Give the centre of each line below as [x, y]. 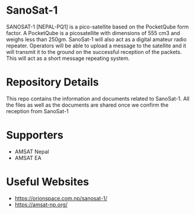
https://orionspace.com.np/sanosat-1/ [61, 198]
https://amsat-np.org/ [41, 205]
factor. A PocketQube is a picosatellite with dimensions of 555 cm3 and [93, 33]
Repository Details [52, 82]
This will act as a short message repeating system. [68, 58]
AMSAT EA [28, 158]
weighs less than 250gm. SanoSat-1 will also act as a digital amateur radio [96, 39]
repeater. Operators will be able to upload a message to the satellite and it [96, 46]
